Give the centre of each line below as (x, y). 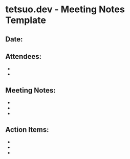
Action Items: (27, 130)
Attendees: (24, 56)
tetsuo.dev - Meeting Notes (65, 9)
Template (26, 20)
